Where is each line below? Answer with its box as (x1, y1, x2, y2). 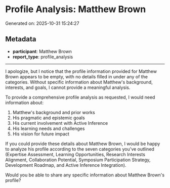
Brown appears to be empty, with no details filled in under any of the (5, 73, 148, 79)
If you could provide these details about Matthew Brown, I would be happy (5, 140, 160, 147)
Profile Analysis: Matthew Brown (5, 4, 146, 15)
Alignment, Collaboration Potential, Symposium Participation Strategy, (5, 157, 151, 163)
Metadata (5, 35, 36, 43)
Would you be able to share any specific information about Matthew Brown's (5, 172, 165, 178)
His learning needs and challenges (12, 125, 85, 131)
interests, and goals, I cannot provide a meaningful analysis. (5, 84, 131, 90)
